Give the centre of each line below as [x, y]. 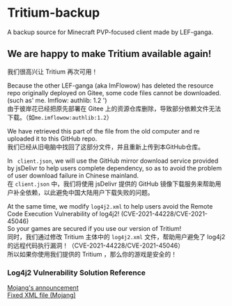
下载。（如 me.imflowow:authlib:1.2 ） [60, 117]
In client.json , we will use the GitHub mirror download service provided [113, 161]
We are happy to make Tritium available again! [109, 54]
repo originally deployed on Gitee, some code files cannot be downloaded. [114, 92]
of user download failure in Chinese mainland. [73, 175]
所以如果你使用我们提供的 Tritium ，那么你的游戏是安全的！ [92, 254]
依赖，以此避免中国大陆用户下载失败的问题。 [90, 192]
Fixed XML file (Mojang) [42, 295]
